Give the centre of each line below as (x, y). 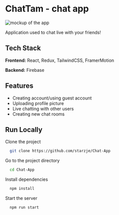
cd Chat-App (22, 170)
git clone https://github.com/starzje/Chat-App (60, 151)
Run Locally (24, 129)
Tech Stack (23, 48)
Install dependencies (27, 179)
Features (19, 86)
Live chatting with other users (43, 109)
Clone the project (23, 142)
